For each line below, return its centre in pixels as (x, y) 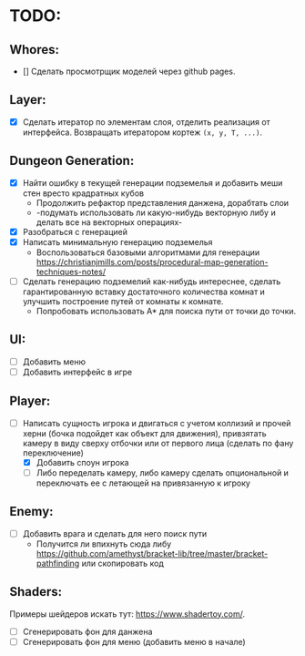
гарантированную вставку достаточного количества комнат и (144, 292)
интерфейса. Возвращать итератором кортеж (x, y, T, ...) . (142, 132)
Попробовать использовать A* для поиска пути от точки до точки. (166, 311)
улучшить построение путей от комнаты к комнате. (123, 301)
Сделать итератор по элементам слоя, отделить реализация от (146, 122)
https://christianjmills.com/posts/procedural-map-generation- (152, 261)
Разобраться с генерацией (75, 231)
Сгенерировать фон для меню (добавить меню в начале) (134, 641)
